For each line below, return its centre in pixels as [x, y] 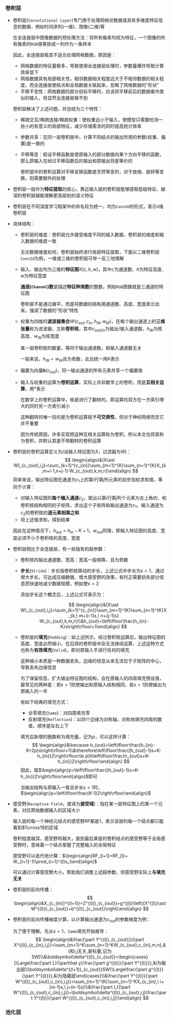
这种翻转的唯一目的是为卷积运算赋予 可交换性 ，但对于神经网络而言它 [92, 417]
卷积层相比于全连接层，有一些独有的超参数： [60, 549]
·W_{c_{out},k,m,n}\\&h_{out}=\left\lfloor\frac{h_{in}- [93, 621]
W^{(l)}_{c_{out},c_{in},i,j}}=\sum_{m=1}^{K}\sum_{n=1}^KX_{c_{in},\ [87, 981]
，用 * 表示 [35, 389]
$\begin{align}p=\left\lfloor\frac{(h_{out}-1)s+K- [89, 770]
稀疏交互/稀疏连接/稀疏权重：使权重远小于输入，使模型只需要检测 [89, 120]
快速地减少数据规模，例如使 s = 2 [64, 583]
